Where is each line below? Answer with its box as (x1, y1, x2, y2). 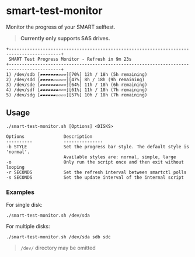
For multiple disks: (6, 223, 50, 230)
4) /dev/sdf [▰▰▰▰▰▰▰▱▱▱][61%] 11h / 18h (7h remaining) (6, 86, 148, 93)
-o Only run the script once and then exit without (6, 159, 184, 165)
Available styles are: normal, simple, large (63, 154, 176, 160)
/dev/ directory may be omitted (20, 244, 96, 252)
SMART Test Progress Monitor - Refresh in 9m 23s (8, 56, 132, 62)
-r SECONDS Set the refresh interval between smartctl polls (6, 169, 187, 175)
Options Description (6, 133, 93, 140)
